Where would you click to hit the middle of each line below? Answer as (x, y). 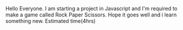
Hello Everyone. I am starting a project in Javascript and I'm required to (91, 9)
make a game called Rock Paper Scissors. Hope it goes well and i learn (91, 15)
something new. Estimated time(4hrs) (51, 21)
